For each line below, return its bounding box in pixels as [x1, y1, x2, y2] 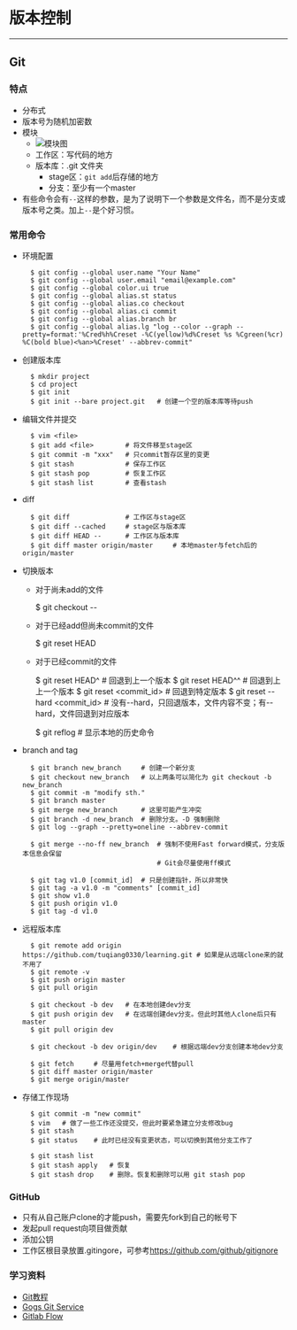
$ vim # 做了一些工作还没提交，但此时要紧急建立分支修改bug [30, 1118, 233, 1127]
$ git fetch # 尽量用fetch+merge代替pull [30, 1059, 194, 1068]
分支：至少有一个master [48, 182, 136, 193]
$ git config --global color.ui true [30, 283, 170, 292]
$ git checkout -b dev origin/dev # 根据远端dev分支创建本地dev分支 [30, 1042, 284, 1051]
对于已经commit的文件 [34, 656, 118, 667]
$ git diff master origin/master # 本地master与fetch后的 [30, 541, 258, 550]
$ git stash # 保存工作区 [30, 460, 166, 468]
